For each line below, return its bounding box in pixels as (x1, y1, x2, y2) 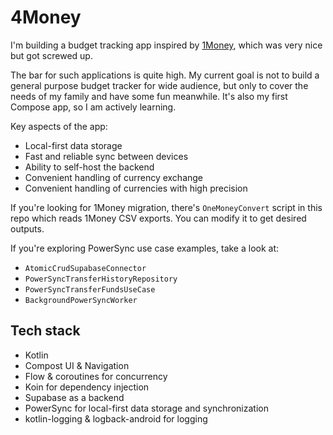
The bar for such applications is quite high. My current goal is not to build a (10, 69, 320, 81)
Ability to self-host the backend (24, 161, 155, 173)
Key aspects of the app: (10, 120, 108, 132)
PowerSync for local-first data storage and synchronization (24, 402, 269, 414)
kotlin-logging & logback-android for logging (24, 412, 208, 425)
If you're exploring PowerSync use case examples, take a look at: (10, 242, 280, 254)
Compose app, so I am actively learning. (10, 101, 177, 113)
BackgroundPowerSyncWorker (24, 295, 138, 305)
